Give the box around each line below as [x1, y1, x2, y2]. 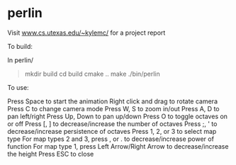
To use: [7, 83, 30, 91]
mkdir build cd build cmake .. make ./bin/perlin [24, 69, 161, 78]
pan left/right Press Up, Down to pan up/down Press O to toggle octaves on [7, 112, 228, 120]
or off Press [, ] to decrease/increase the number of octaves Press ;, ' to [7, 119, 218, 128]
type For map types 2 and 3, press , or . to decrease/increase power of [7, 135, 215, 143]
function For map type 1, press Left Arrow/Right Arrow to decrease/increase [7, 142, 229, 150]
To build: [7, 42, 33, 50]
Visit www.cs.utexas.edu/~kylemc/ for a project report [7, 28, 166, 37]
